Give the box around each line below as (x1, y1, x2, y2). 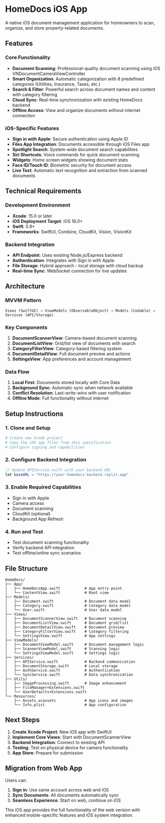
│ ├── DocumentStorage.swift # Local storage (5, 663, 118, 669)
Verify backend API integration (12, 545, 75, 551)
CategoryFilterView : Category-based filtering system (12, 345, 122, 351)
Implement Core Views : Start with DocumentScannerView (12, 734, 132, 740)
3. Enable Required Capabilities (5, 484, 81, 491)
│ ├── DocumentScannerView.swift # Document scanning (5, 616, 127, 621)
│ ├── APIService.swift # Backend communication (5, 659, 135, 664)
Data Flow (5, 368, 30, 375)
